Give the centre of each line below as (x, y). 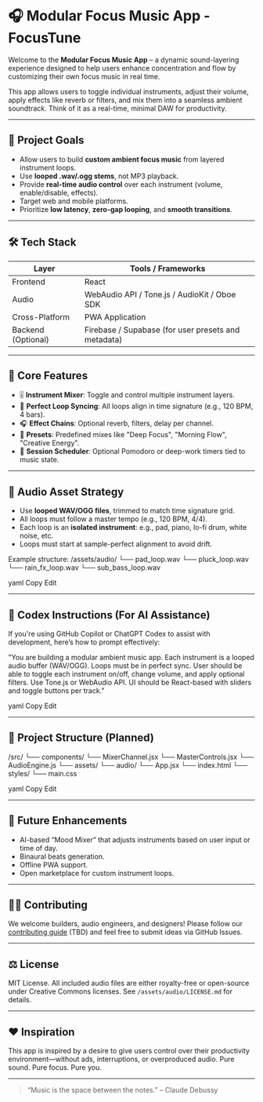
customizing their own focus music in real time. (84, 76)
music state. (39, 460)
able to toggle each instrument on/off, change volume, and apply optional (126, 674)
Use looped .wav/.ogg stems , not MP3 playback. (99, 176)
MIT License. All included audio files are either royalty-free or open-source (129, 983)
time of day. (39, 848)
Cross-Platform (41, 317)
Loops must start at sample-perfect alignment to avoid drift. (116, 544)
